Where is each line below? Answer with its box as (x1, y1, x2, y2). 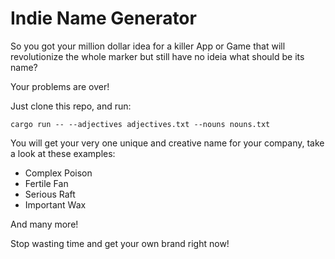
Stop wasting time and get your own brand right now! (10, 237, 230, 249)
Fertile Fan (24, 177, 69, 189)
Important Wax (24, 198, 87, 211)
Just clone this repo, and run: (10, 100, 132, 112)
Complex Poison (24, 167, 93, 179)
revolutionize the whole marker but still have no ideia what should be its (10, 50, 305, 62)
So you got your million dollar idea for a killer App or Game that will (10, 40, 286, 52)
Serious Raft (24, 188, 76, 200)
